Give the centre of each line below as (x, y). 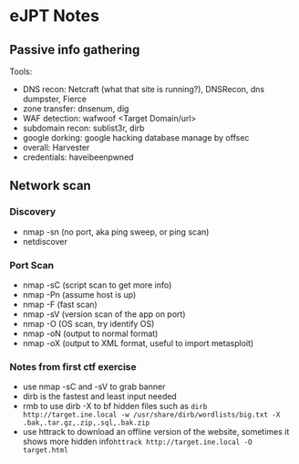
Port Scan (32, 265)
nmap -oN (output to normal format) (90, 333)
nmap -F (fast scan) (60, 304)
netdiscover (45, 241)
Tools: (21, 71)
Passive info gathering (75, 50)
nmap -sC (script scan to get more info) (97, 285)
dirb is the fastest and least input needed (100, 396)
